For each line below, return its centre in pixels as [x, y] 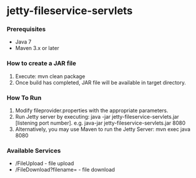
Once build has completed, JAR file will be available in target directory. [101, 82]
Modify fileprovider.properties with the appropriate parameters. [92, 110]
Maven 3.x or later [37, 48]
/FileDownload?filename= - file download [65, 170]
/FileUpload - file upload [44, 163]
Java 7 [23, 42]
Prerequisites [26, 29]
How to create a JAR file [41, 63]
